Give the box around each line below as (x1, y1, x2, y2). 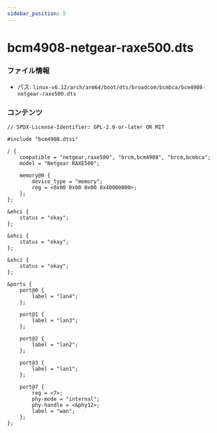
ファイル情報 (7, 66, 50, 75)
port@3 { (19, 360, 45, 367)
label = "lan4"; (32, 293, 79, 300)
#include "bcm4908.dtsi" (7, 136, 79, 143)
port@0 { (19, 287, 45, 294)
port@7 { (19, 384, 45, 391)
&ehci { (7, 209, 30, 215)
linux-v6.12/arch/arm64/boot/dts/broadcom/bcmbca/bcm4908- (32, 84, 206, 91)
